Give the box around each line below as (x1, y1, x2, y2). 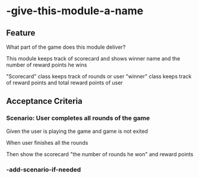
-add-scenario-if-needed (6, 165, 81, 173)
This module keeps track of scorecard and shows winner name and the (6, 55, 181, 62)
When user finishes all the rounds (6, 139, 89, 146)
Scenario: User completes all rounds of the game (6, 114, 150, 122)
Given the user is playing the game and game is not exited (6, 128, 149, 135)
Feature (6, 28, 36, 38)
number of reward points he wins (6, 61, 87, 68)
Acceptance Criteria (6, 96, 83, 106)
